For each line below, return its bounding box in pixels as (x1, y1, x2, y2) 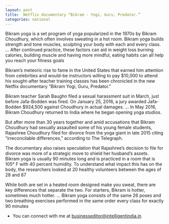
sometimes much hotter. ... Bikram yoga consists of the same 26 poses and (5, 193, 161, 199)
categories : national (5, 17, 51, 22)
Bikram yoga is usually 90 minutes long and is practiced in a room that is (5, 156, 155, 162)
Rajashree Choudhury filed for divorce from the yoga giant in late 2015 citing (5, 130, 163, 136)
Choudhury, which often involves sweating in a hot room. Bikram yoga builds (5, 36, 164, 42)
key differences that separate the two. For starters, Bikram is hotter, (5, 187, 145, 193)
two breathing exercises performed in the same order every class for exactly (5, 198, 164, 204)
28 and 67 (5, 172, 27, 178)
